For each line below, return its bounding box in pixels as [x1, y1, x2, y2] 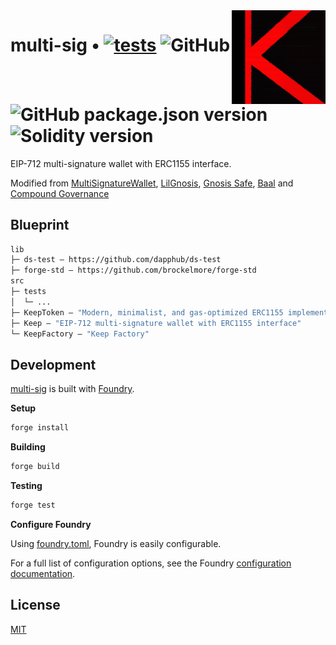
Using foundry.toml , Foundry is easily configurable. [10, 537, 222, 549]
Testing [10, 480, 43, 491]
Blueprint [10, 217, 70, 234]
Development [10, 356, 97, 373]
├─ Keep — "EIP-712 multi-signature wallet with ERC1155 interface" [10, 318, 302, 328]
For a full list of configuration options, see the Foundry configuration [10, 557, 292, 569]
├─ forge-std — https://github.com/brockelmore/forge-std [10, 265, 257, 276]
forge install [10, 423, 70, 433]
